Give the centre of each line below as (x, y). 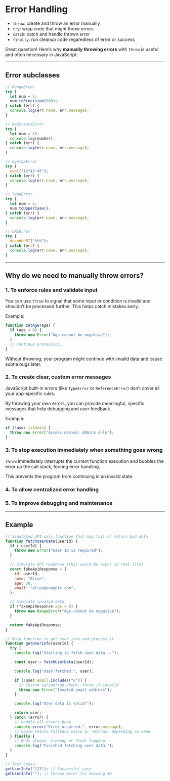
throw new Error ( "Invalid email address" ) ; (65, 690)
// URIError (18, 232)
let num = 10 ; (25, 134)
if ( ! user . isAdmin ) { (28, 428)
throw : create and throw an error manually (56, 23)
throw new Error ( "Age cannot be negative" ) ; (62, 335)
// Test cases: (21, 764)
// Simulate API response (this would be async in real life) (77, 565)
